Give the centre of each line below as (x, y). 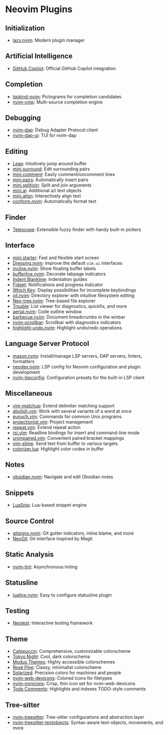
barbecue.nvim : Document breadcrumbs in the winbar (69, 317)
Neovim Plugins (39, 9)
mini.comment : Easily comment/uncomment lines (64, 174)
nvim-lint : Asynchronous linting (45, 567)
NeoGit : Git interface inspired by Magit (52, 538)
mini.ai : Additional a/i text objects (47, 191)
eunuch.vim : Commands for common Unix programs (67, 416)
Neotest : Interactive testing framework (52, 623)
